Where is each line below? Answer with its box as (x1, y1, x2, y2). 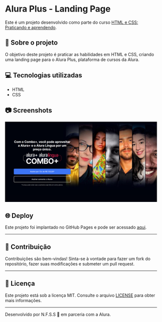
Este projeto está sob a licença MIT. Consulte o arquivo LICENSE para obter (5, 292, 155, 298)
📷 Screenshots (5, 106, 52, 114)
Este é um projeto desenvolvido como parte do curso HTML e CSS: (5, 19, 138, 25)
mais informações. (5, 297, 42, 303)
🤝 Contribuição (5, 243, 51, 251)
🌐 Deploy (5, 212, 34, 220)
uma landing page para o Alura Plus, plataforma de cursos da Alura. (5, 57, 140, 62)
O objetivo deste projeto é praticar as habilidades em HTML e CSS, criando (5, 51, 154, 57)
